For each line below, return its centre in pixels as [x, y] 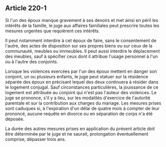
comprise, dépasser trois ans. [36, 139]
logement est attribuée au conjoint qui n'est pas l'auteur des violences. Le [81, 92]
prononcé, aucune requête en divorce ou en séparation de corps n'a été [79, 114]
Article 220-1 [26, 8]
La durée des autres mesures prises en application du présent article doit [80, 129]
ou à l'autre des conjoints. [32, 61]
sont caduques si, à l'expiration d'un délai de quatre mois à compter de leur [83, 108]
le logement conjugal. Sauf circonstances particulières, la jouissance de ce [82, 87]
